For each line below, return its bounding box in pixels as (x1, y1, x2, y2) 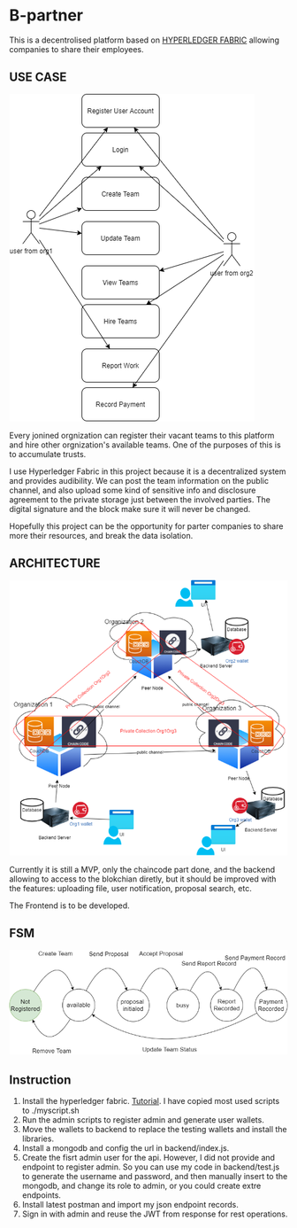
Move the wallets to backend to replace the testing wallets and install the (21, 1124, 287, 1135)
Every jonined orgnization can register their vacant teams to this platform (9, 430, 275, 440)
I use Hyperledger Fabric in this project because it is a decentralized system (9, 466, 286, 477)
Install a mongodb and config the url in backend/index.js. (21, 1143, 230, 1154)
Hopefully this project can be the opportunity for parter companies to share (9, 520, 284, 532)
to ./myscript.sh (21, 1105, 80, 1116)
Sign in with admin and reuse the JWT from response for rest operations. (21, 1209, 288, 1219)
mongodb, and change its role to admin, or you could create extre (21, 1180, 262, 1192)
